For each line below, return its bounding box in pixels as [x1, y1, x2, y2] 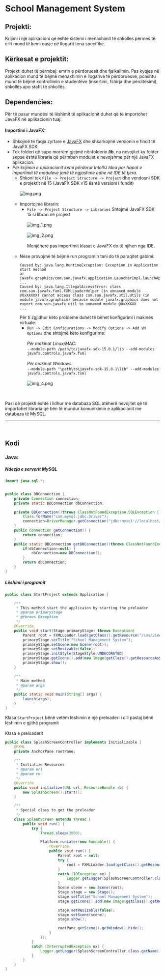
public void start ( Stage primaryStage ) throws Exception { [14, 628, 135, 633]
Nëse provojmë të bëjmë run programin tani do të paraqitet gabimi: [19, 253, 155, 259]
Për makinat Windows [27, 360, 72, 366]
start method [19, 267, 47, 272]
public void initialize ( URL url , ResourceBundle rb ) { [14, 785, 129, 790]
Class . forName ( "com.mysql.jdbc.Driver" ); [23, 514, 109, 519]
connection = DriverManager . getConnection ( [23, 519, 109, 524]
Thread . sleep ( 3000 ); [40, 831, 82, 835]
